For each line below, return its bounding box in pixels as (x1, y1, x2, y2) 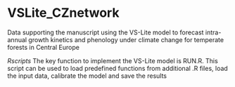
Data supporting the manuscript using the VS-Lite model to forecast (7, 28, 204, 36)
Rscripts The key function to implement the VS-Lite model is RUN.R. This (7, 56, 218, 65)
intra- (205, 28, 222, 36)
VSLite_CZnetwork (7, 5, 120, 21)
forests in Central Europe (7, 43, 80, 51)
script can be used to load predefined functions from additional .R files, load (7, 64, 229, 72)
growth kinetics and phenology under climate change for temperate (27, 35, 224, 43)
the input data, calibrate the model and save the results (7, 72, 167, 80)
